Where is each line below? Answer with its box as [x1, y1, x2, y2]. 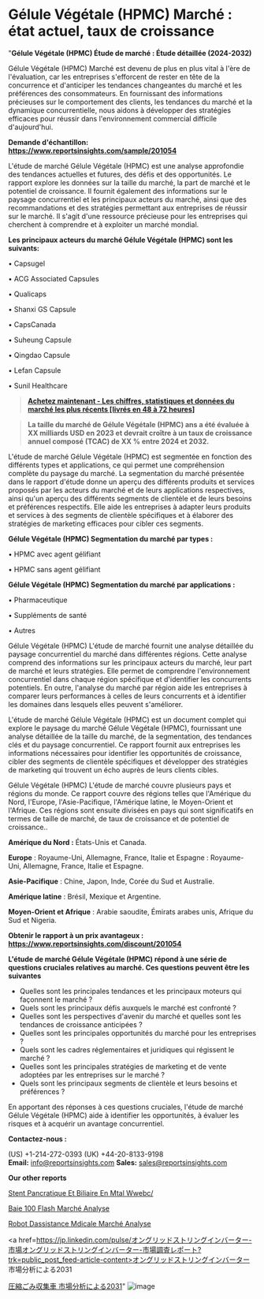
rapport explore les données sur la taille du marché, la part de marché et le [8, 177, 251, 187]
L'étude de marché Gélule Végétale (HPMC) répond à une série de [8, 954, 227, 963]
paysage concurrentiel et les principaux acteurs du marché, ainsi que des [8, 195, 247, 204]
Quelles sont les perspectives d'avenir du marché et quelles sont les [19, 1011, 242, 1021]
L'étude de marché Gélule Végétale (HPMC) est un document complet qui [8, 715, 247, 724]
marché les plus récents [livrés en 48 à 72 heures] [27, 404, 195, 414]
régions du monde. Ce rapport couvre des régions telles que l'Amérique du [8, 788, 251, 798]
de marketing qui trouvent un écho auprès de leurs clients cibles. [8, 765, 219, 774]
